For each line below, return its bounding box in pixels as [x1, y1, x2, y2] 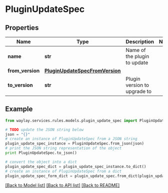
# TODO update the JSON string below [5, 127, 84, 132]
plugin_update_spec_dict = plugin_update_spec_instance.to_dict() [5, 164, 146, 169]
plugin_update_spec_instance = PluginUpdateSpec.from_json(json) [5, 141, 144, 146]
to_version [7, 81, 33, 88]
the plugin [125, 53, 149, 59]
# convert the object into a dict [5, 159, 77, 164]
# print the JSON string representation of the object [5, 146, 122, 151]
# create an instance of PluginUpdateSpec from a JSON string [5, 136, 137, 141]
